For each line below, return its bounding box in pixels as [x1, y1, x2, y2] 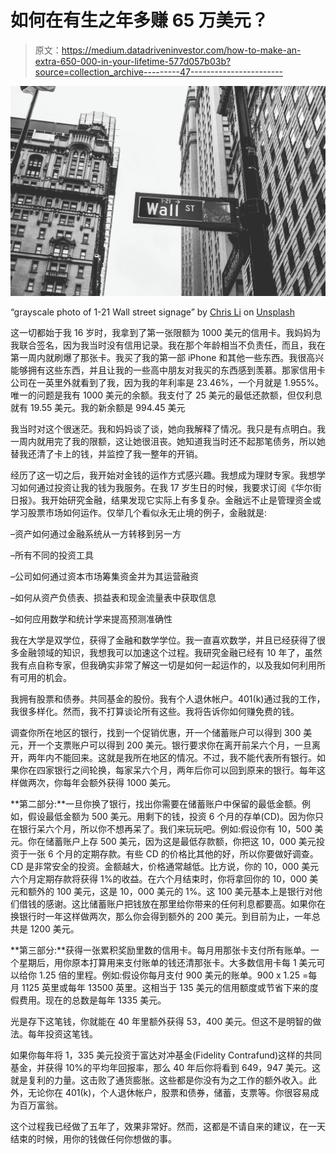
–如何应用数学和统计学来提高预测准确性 [10, 612, 173, 625]
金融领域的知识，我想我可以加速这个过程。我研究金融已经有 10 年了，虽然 [18, 646, 323, 658]
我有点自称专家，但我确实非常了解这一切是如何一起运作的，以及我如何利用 [10, 659, 317, 671]
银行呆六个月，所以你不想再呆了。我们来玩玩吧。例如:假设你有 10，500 [18, 822, 313, 835]
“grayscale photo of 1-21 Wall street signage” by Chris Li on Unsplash [10, 306, 295, 318]
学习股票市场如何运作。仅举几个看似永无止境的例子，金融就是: [10, 506, 268, 518]
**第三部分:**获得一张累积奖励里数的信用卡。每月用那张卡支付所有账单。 [10, 944, 312, 956]
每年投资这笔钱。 [27, 1027, 98, 1040]
